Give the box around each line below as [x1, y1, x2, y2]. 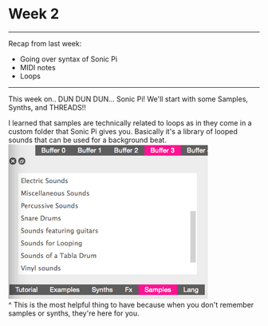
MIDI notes [19, 62, 56, 72]
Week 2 [8, 5, 60, 23]
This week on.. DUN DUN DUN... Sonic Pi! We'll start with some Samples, [8, 93, 249, 104]
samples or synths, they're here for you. [8, 308, 140, 318]
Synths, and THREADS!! [8, 102, 86, 112]
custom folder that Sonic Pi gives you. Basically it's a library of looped [8, 126, 238, 136]
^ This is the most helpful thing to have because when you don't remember [8, 300, 254, 309]
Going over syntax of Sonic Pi [19, 54, 118, 64]
